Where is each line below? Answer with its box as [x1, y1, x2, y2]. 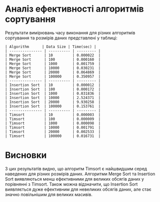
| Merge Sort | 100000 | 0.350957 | [5, 74, 101, 79]
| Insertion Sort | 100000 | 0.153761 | [5, 103, 101, 109]
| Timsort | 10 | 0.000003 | [5, 112, 101, 117]
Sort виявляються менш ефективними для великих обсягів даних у [5, 176, 144, 182]
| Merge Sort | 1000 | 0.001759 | [5, 61, 101, 66]
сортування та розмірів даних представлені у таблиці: [5, 35, 118, 41]
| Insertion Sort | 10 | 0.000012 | [5, 83, 101, 87]
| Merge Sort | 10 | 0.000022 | [5, 52, 101, 58]
